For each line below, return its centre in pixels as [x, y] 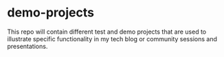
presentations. [27, 46]
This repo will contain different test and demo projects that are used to [107, 32]
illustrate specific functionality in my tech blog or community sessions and [112, 38]
